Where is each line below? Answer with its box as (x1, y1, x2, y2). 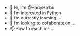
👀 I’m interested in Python (9, 10, 62, 16)
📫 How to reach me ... (9, 26, 55, 31)
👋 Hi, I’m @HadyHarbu (9, 5, 55, 10)
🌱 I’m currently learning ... (9, 15, 62, 20)
